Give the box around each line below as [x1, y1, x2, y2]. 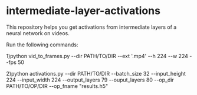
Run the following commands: [6, 41, 78, 48]
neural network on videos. [6, 29, 70, 36]
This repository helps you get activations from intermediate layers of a [6, 23, 177, 30]
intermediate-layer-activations [6, 4, 161, 18]
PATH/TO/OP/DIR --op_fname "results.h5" [6, 82, 109, 89]
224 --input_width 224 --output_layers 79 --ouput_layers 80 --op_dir [6, 76, 174, 83]
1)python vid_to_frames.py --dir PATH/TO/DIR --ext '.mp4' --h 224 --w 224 [6, 52, 189, 59]
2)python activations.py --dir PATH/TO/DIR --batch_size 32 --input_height [6, 70, 186, 77]
